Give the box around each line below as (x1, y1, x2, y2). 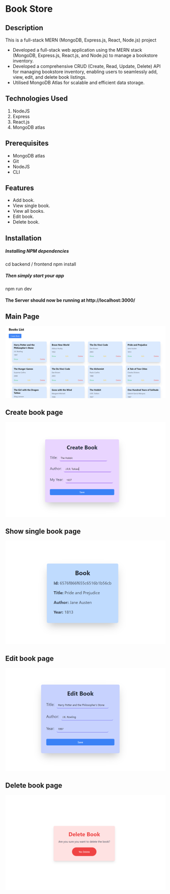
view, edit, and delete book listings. (12, 74, 87, 80)
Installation (5, 234, 42, 242)
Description (5, 24, 43, 32)
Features (5, 184, 34, 192)
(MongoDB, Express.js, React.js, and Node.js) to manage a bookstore (12, 52, 158, 58)
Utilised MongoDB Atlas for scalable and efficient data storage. (12, 80, 145, 85)
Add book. (12, 197, 35, 204)
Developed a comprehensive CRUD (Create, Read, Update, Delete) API (12, 63, 161, 69)
